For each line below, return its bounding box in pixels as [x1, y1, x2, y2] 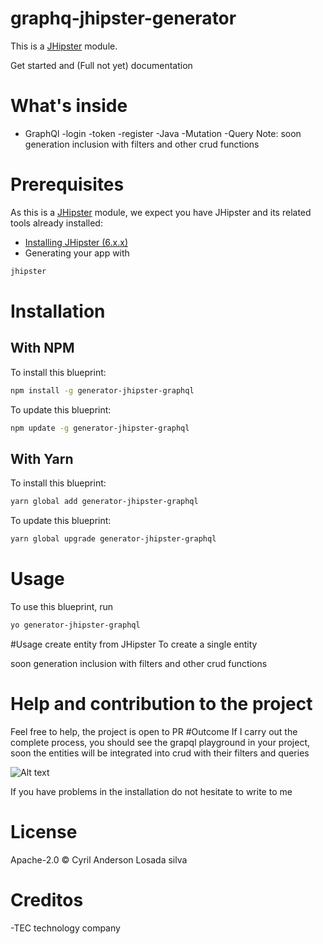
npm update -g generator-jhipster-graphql [10, 423, 190, 433]
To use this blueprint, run [10, 600, 114, 612]
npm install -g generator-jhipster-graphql [10, 385, 195, 396]
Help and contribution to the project [10, 693, 313, 715]
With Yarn [10, 450, 74, 467]
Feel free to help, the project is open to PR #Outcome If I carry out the [10, 725, 298, 737]
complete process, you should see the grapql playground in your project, [10, 736, 311, 748]
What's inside [10, 95, 128, 117]
